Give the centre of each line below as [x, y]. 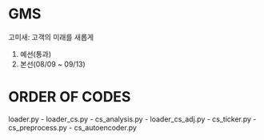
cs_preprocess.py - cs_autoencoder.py [73, 127]
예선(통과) [36, 54]
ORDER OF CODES [70, 97]
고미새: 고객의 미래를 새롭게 [51, 37]
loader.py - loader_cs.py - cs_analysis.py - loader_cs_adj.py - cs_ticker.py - [132, 119]
